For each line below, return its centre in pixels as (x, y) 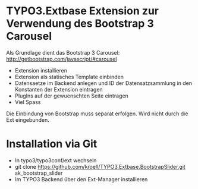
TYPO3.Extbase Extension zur (83, 11)
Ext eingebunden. (28, 119)
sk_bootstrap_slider (39, 173)
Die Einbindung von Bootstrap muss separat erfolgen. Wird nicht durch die (97, 114)
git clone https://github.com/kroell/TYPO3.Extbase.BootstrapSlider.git (100, 166)
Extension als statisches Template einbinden (69, 77)
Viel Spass (28, 102)
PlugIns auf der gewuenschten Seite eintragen (72, 96)
